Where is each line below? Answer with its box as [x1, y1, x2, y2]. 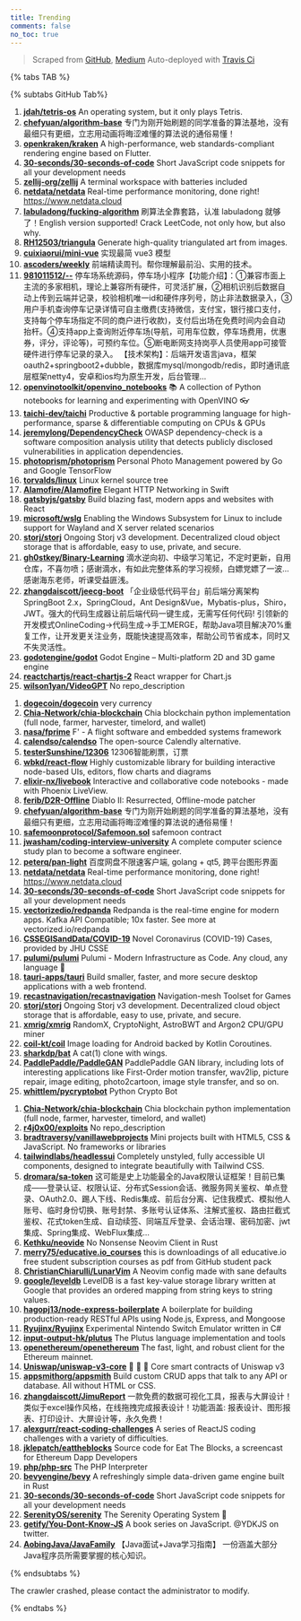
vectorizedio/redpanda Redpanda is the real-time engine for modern [22, 905, 279, 916]
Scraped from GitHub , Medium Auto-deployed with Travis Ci [31, 55, 255, 65]
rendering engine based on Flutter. [22, 148, 151, 159]
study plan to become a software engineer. [22, 846, 182, 857]
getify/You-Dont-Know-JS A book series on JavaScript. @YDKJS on [22, 1519, 279, 1529]
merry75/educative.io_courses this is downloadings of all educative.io [22, 1247, 288, 1258]
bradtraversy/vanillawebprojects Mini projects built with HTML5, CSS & [22, 1132, 291, 1143]
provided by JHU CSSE [22, 943, 109, 954]
